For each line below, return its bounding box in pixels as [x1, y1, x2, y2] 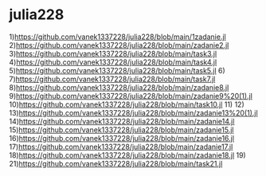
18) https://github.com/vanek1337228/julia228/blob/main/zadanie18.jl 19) [9, 150, 246, 160]
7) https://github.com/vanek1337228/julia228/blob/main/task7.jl [9, 74, 216, 84]
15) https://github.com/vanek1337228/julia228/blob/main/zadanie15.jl [9, 125, 234, 135]
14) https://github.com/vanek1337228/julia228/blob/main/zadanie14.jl [9, 116, 235, 126]
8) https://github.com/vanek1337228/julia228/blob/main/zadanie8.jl [9, 82, 229, 92]
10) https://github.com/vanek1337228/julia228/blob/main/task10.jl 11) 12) [9, 100, 245, 109]
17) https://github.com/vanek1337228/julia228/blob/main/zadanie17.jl [9, 142, 233, 151]
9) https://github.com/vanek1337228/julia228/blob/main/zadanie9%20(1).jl [9, 91, 253, 100]
